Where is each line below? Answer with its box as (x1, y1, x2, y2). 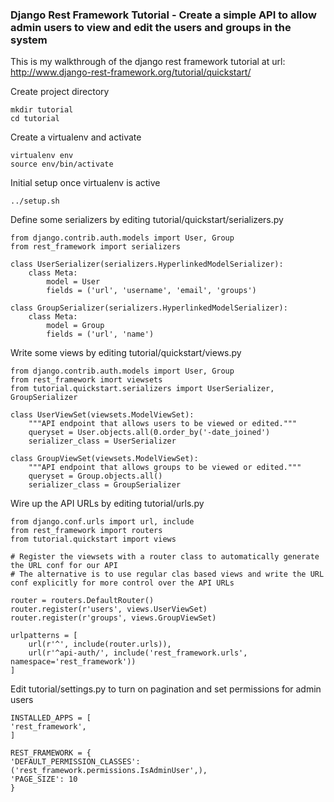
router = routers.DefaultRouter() (10, 596, 155, 606)
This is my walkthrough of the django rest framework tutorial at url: (10, 56, 286, 68)
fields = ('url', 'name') (46, 329, 155, 340)
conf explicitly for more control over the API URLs (10, 578, 235, 588)
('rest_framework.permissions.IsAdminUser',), (10, 766, 208, 776)
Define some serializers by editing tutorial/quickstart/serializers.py (10, 214, 284, 226)
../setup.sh (10, 196, 60, 207)
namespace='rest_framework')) (10, 657, 137, 667)
